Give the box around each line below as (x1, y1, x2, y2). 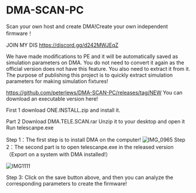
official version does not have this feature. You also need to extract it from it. (6, 65, 191, 72)
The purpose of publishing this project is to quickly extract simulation (6, 71, 173, 78)
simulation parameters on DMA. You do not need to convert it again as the (6, 59, 184, 66)
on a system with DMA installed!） (28, 150, 111, 158)
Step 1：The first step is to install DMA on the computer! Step (6, 136, 185, 143)
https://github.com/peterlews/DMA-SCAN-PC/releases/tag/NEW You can (6, 89, 183, 96)
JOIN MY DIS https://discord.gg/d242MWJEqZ (6, 42, 119, 49)
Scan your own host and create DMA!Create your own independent (6, 23, 169, 30)
